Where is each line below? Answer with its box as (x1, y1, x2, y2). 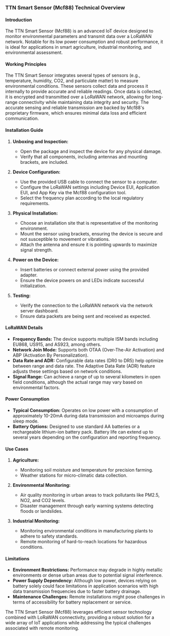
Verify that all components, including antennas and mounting (20, 154, 148, 160)
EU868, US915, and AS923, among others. (12, 341, 101, 347)
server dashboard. (20, 307, 59, 313)
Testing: (12, 292, 31, 298)
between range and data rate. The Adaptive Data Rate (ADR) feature (12, 363, 155, 369)
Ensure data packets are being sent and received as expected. (20, 313, 151, 319)
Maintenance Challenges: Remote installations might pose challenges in (12, 594, 165, 600)
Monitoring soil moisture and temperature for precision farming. (20, 467, 153, 473)
